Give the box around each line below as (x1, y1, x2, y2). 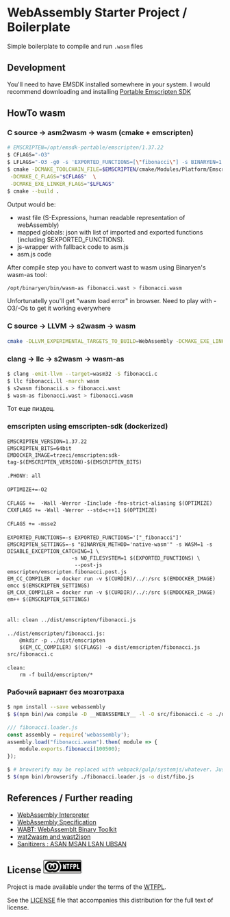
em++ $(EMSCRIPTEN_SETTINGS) (7, 595, 90, 603)
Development (7, 62, 66, 73)
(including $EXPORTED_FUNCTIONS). (16, 235, 125, 243)
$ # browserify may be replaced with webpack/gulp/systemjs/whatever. (7, 766, 213, 773)
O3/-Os (7, 304, 29, 313)
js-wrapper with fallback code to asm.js (16, 242, 129, 251)
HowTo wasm (7, 108, 66, 119)
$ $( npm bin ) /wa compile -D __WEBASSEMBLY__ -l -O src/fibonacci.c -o (7, 711, 213, 717)
